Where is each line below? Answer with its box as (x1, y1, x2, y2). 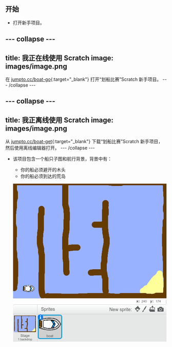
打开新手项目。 (12, 20, 45, 26)
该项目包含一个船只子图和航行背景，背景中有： (12, 156, 112, 162)
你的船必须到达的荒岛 (20, 173, 66, 179)
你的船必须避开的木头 (20, 167, 66, 173)
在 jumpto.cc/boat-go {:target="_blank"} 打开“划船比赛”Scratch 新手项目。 (5, 76, 162, 82)
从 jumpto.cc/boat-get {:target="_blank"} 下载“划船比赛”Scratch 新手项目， (5, 138, 163, 145)
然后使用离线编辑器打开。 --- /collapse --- (5, 145, 95, 151)
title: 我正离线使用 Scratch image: (5, 115, 114, 125)
